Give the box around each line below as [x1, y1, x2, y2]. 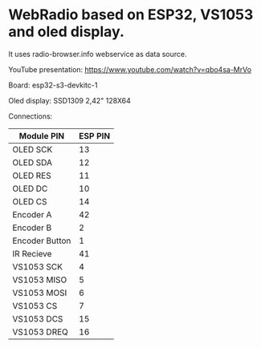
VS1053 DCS [12, 313, 63, 324]
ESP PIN [79, 130, 111, 141]
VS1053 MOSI [12, 287, 67, 298]
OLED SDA [12, 156, 53, 168]
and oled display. [8, 22, 124, 41]
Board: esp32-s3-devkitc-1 [8, 80, 98, 90]
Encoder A [12, 208, 52, 220]
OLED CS [12, 196, 47, 207]
